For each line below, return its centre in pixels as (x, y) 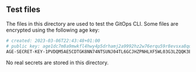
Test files (23, 10)
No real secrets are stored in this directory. (57, 63)
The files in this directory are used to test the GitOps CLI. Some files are (92, 23)
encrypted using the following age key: (53, 30)
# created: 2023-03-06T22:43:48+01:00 (53, 40)
